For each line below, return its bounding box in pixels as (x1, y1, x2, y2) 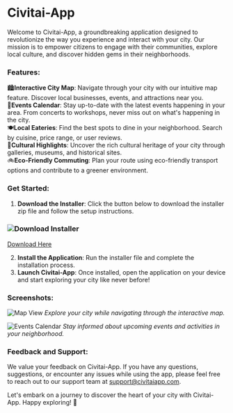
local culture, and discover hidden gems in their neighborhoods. (7, 50, 191, 58)
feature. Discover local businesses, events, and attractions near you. (7, 94, 204, 102)
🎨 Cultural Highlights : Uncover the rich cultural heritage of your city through (7, 141, 225, 149)
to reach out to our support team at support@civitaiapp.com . (7, 378, 182, 386)
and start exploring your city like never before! (17, 275, 150, 284)
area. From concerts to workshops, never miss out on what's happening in (7, 108, 220, 117)
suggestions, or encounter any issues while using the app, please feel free (7, 370, 220, 378)
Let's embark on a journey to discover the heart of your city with (7, 391, 192, 399)
